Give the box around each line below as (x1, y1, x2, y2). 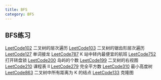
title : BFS (5, 7, 28, 12)
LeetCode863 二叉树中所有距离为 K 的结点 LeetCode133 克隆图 (5, 70, 134, 76)
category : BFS (5, 12, 35, 17)
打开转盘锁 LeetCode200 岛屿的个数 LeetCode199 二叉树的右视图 (5, 57, 138, 63)
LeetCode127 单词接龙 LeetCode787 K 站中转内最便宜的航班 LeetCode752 (5, 51, 157, 57)
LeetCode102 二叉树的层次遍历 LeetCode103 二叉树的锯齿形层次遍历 (5, 45, 145, 51)
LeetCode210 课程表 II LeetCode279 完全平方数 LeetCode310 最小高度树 (5, 63, 153, 69)
